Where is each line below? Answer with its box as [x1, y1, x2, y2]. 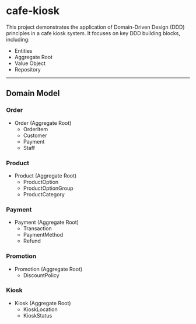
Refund [23, 237, 41, 244]
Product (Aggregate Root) [14, 172, 77, 179]
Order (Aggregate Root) [14, 119, 72, 127]
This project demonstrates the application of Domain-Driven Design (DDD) [6, 23, 185, 30]
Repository [14, 66, 41, 73]
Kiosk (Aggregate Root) [14, 299, 71, 306]
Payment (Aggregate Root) [14, 219, 79, 226]
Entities [14, 47, 33, 54]
